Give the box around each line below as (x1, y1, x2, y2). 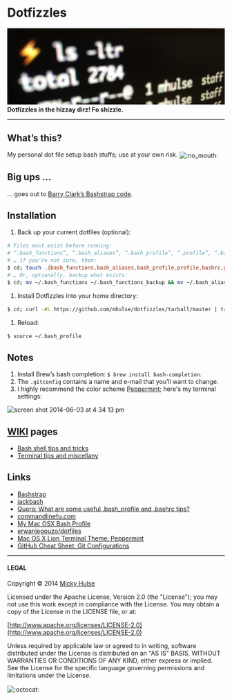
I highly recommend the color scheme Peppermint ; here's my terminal (17, 385, 216, 393)
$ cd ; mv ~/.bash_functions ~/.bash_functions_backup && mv (7, 279, 184, 286)
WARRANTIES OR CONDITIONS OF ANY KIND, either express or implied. (7, 656, 213, 665)
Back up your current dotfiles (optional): (17, 228, 131, 236)
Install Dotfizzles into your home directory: (17, 291, 138, 299)
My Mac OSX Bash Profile (17, 519, 91, 527)
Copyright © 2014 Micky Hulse (7, 579, 95, 588)
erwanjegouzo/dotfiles (17, 527, 81, 535)
